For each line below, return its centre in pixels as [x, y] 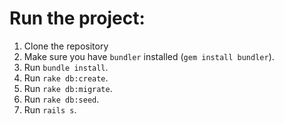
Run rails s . [50, 109]
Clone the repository [66, 46]
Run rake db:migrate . [68, 88]
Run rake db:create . [66, 78]
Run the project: [77, 18]
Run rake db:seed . [61, 99]
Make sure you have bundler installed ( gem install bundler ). [149, 56]
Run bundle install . [66, 67]
